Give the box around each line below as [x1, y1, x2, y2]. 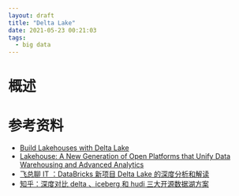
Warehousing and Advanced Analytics [19, 160, 144, 170]
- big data [15, 41, 51, 49]
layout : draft [8, 11, 55, 20]
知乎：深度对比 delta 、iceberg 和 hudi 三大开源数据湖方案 [19, 179, 209, 189]
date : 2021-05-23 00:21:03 [8, 26, 97, 34]
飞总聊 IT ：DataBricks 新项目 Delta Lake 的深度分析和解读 [19, 169, 210, 179]
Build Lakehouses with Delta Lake [19, 143, 129, 153]
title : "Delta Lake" [8, 19, 77, 27]
